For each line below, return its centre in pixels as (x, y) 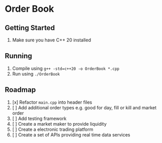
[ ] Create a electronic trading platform (53, 129)
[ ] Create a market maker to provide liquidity (59, 124)
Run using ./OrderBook (36, 74)
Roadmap (20, 90)
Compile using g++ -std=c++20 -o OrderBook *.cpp (66, 68)
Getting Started (30, 28)
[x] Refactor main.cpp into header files (52, 102)
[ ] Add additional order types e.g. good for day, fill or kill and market (84, 107)
